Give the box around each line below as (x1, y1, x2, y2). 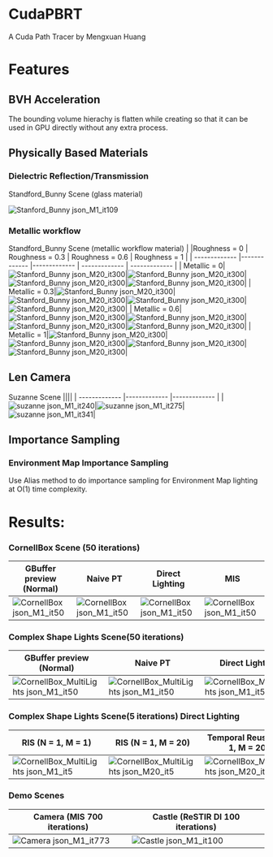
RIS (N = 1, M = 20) (115, 737, 191, 748)
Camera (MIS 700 (33, 811, 103, 822)
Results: (8, 513, 65, 531)
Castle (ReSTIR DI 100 (152, 811, 240, 822)
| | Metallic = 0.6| (124, 304, 183, 314)
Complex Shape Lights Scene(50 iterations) (8, 631, 184, 643)
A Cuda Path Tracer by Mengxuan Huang (8, 32, 146, 41)
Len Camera (8, 370, 71, 384)
